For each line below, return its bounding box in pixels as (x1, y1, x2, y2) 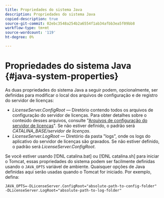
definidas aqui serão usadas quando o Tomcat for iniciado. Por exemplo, (5, 168, 152, 175)
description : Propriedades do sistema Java (5, 12, 96, 17)
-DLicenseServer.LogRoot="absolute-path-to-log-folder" (5, 188, 122, 193)
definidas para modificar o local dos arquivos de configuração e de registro (5, 92, 158, 98)
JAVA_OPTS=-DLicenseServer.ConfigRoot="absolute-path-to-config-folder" (5, 183, 157, 189)
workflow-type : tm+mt (5, 26, 50, 31)
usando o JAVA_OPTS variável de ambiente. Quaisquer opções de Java (5, 164, 145, 169)
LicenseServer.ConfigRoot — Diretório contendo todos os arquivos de (12, 107, 154, 113)
